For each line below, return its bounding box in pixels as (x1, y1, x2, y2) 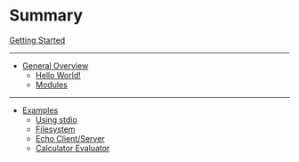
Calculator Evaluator (35, 142, 110, 153)
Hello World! (35, 69, 82, 80)
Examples (21, 104, 59, 116)
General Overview (21, 60, 89, 71)
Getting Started (9, 35, 66, 45)
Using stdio (35, 114, 77, 125)
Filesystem (35, 124, 76, 134)
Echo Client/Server (35, 133, 105, 143)
